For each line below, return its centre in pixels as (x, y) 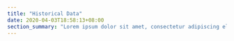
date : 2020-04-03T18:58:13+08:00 (56, 20)
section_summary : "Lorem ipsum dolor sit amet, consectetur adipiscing (113, 26)
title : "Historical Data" (45, 14)
